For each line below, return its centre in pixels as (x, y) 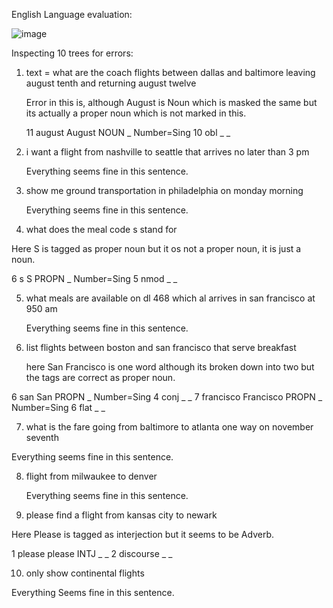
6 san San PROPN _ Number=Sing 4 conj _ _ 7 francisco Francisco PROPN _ (167, 397)
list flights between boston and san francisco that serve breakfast (161, 347)
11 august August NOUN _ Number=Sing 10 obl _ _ (128, 132)
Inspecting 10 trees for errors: (72, 53)
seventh (42, 437)
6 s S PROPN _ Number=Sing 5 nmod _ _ (94, 278)
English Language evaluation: (72, 14)
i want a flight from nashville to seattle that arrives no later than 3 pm (167, 152)
